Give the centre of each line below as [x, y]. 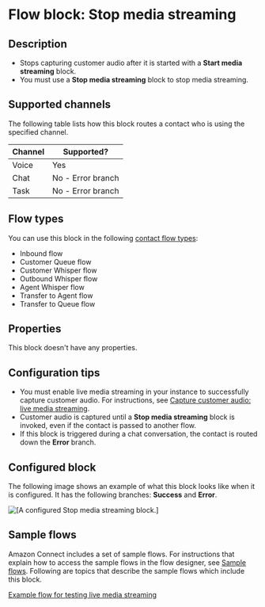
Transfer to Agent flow [56, 296]
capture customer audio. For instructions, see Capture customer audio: [135, 400]
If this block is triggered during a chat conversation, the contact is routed [138, 434]
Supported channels [60, 105]
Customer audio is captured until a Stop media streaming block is [127, 417]
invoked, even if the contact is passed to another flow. [108, 426]
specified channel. [38, 132]
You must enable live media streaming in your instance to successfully [134, 392]
